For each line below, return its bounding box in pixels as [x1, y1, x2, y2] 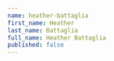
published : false [7, 41, 64, 49]
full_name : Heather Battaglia [7, 33, 107, 42]
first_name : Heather [7, 19, 75, 27]
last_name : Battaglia [7, 26, 79, 34]
